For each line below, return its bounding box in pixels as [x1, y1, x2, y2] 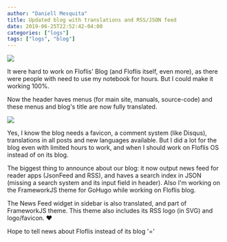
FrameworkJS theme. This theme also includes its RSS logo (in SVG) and [7, 207, 213, 215]
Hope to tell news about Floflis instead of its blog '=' [7, 228, 155, 236]
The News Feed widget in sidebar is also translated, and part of [7, 199, 187, 208]
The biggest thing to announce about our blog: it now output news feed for [7, 164, 219, 173]
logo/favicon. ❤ [7, 214, 53, 222]
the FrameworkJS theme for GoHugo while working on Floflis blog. [7, 186, 196, 195]
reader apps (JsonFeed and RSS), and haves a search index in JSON [7, 171, 202, 179]
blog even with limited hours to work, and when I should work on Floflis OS [7, 144, 219, 152]
